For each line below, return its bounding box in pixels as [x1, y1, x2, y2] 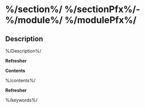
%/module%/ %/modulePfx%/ [5, 14, 137, 26]
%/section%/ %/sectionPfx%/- [5, 4, 140, 15]
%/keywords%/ [5, 97, 38, 103]
